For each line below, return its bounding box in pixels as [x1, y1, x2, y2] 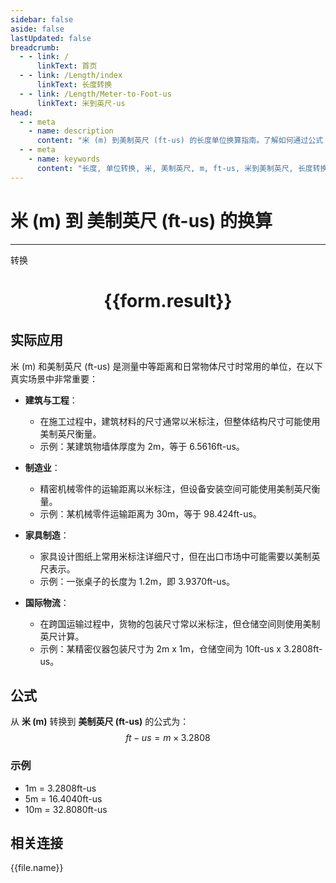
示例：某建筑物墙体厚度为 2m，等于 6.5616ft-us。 [39, 440, 245, 452]
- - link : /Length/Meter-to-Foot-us [19, 89, 172, 99]
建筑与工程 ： [24, 394, 78, 406]
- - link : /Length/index [19, 71, 123, 81]
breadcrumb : [10, 42, 60, 53]
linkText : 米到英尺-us [36, 98, 126, 108]
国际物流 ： [24, 596, 70, 608]
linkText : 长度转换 [36, 80, 113, 90]
